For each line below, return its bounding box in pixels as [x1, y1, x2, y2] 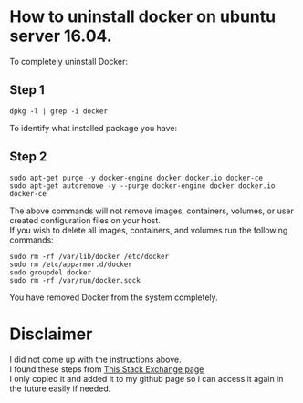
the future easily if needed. [9, 383, 111, 394]
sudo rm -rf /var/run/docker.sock [9, 275, 141, 284]
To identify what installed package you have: [9, 122, 178, 133]
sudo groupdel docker [9, 267, 92, 277]
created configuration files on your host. [9, 214, 162, 225]
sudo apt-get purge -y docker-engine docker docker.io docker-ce [9, 173, 263, 182]
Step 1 [9, 82, 46, 98]
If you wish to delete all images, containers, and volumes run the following [9, 224, 288, 235]
